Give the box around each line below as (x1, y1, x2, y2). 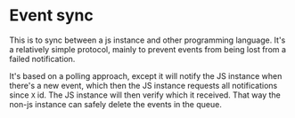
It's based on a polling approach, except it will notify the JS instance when (9, 70, 283, 81)
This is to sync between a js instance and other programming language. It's (9, 35, 286, 45)
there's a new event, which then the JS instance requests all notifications (9, 80, 278, 90)
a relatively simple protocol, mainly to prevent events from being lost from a (9, 43, 287, 54)
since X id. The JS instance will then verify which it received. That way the (9, 90, 281, 100)
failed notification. (9, 53, 76, 64)
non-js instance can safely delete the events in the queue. (9, 98, 223, 109)
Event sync (9, 5, 94, 26)
